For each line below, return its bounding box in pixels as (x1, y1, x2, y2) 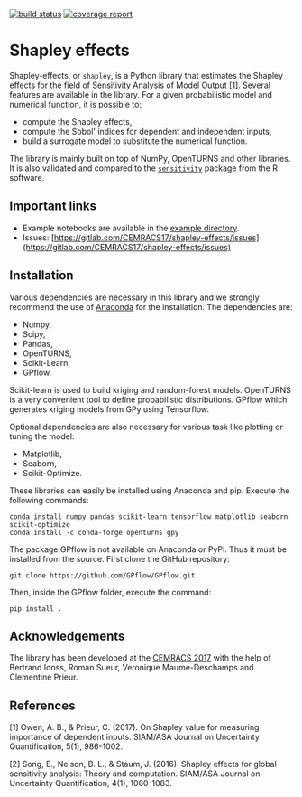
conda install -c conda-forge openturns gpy (9, 528, 179, 537)
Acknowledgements (9, 628, 125, 643)
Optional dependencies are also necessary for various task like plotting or (9, 421, 284, 432)
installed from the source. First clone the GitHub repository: (9, 553, 230, 564)
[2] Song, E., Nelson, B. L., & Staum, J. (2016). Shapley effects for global (9, 759, 277, 770)
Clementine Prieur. (9, 671, 78, 682)
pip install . (9, 604, 63, 614)
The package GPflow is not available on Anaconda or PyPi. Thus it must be (9, 543, 287, 555)
